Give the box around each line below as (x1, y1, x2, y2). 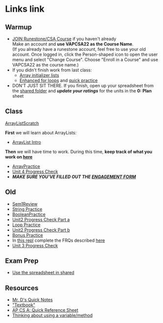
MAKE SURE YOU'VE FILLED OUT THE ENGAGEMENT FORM (12, 174, 136, 180)
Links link (5, 3, 45, 15)
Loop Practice (12, 222, 41, 228)
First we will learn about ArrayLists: (5, 130, 77, 136)
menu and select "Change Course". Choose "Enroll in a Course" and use (12, 57, 158, 62)
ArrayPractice (12, 163, 41, 169)
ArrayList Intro (12, 139, 42, 145)
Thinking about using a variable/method (12, 312, 93, 319)
